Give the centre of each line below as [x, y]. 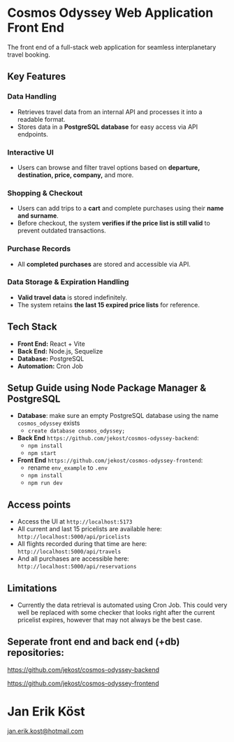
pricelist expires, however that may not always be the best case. [110, 620]
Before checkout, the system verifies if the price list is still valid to [114, 223]
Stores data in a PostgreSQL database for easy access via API [108, 127]
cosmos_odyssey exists [49, 423]
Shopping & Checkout [45, 192]
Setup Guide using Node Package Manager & [107, 388]
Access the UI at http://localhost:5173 [75, 521]
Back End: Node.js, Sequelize [60, 351]
